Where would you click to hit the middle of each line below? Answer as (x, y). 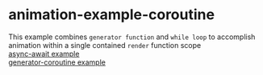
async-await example (44, 53)
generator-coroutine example (57, 62)
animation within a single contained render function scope (105, 45)
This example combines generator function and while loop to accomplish (132, 37)
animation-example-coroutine (112, 15)
